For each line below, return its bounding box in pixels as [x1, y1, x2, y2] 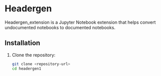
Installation [4, 39, 40, 47]
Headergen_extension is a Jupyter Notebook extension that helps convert [4, 19, 156, 25]
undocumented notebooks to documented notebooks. [4, 24, 116, 30]
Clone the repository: [11, 52, 56, 58]
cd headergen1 [11, 66, 41, 71]
